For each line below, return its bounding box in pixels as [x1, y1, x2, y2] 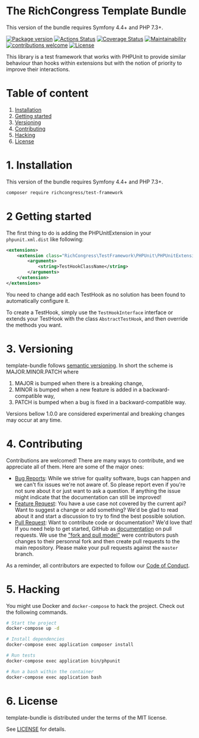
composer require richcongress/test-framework [6, 189, 123, 195]
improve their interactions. [6, 65, 70, 72]
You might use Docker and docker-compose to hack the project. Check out [6, 602, 185, 609]
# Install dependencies [6, 636, 65, 642]
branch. [14, 550, 34, 558]
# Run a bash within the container [6, 669, 94, 674]
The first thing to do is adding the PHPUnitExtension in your [6, 229, 152, 236]
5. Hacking [6, 582, 60, 596]
